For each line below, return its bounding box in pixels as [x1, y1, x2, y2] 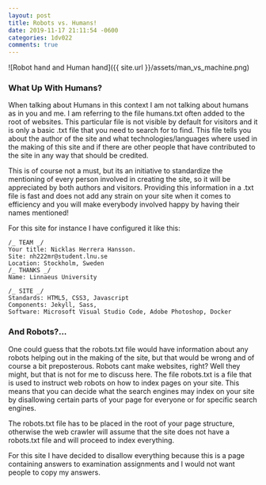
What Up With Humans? [8, 82, 103, 93]
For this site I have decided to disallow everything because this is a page [8, 450, 245, 460]
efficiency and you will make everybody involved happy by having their [8, 199, 240, 210]
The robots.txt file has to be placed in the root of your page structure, [8, 419, 235, 428]
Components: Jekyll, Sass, [8, 301, 97, 309]
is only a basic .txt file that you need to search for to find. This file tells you [8, 126, 252, 135]
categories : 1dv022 [8, 33, 73, 42]
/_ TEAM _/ [8, 239, 44, 247]
